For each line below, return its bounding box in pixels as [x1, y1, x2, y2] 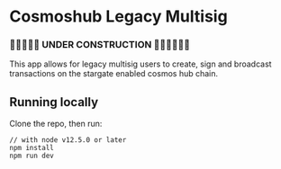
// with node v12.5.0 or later [9, 136, 127, 145]
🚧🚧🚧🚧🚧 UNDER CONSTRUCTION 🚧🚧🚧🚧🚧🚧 [9, 39, 191, 51]
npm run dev [9, 151, 54, 161]
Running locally [9, 94, 99, 110]
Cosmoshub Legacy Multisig [9, 6, 228, 27]
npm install [9, 144, 54, 153]
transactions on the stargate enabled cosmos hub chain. [9, 68, 219, 79]
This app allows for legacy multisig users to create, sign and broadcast [9, 58, 272, 69]
